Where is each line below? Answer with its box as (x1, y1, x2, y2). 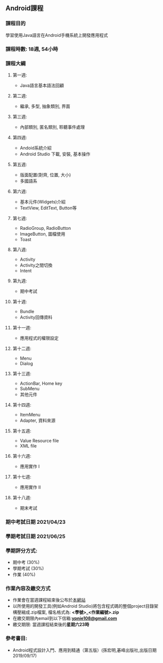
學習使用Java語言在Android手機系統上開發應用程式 (5, 32, 108, 38)
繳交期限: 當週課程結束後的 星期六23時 (12, 621, 89, 628)
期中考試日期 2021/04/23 (5, 518, 66, 525)
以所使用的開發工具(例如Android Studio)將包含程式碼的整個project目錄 (12, 603, 154, 609)
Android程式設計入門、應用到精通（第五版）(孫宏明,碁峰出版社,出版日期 (12, 647, 157, 653)
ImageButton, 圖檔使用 (20, 231, 65, 237)
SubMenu (20, 386, 40, 392)
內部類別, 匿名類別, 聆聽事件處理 (20, 124, 85, 130)
